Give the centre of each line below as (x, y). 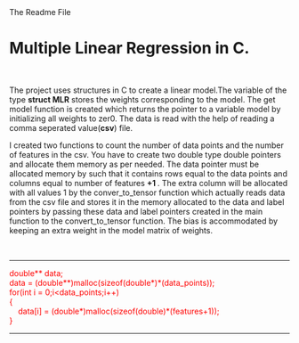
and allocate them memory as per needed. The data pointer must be (134, 164)
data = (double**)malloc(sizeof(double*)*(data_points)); (112, 282)
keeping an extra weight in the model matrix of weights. (111, 230)
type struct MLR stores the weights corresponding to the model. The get (142, 99)
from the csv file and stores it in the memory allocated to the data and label (147, 201)
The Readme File (40, 12)
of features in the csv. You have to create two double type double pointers (145, 154)
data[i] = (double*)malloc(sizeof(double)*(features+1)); (118, 311)
